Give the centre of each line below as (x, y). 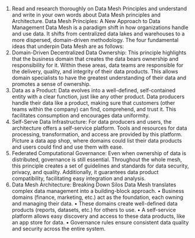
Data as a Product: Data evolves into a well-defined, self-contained (94, 90)
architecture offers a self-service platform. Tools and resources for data (100, 128)
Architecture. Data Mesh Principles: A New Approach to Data (86, 21)
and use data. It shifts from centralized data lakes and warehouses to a (98, 34)
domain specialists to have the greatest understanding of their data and (99, 78)
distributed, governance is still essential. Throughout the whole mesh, (97, 160)
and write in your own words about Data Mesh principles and (86, 15)
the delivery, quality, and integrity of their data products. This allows (95, 71)
